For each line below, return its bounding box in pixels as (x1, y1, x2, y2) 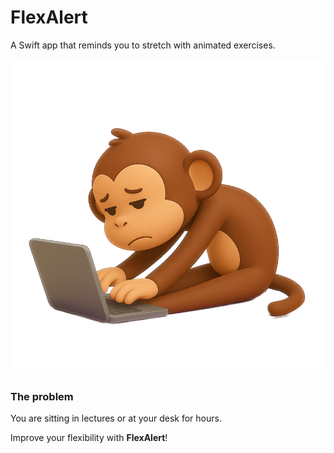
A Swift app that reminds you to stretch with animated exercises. (10, 39, 276, 51)
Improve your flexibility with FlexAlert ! (10, 432, 168, 444)
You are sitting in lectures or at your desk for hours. (10, 412, 222, 425)
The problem (10, 389, 74, 403)
